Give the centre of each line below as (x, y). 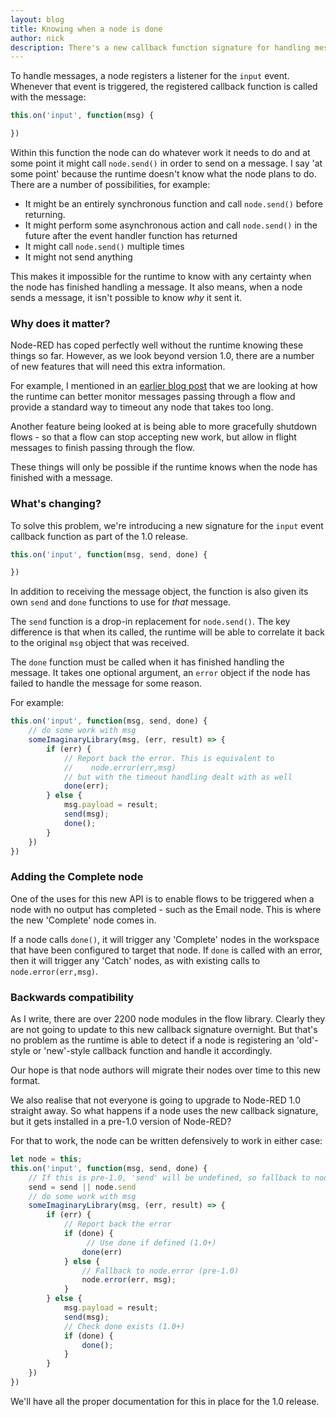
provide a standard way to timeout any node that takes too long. (142, 407)
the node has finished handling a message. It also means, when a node (156, 287)
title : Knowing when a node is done (86, 29)
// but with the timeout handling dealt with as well (178, 777)
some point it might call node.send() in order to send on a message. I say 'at (166, 163)
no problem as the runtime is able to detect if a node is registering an (152, 1040)
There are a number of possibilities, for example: (110, 184)
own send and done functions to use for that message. (121, 602)
